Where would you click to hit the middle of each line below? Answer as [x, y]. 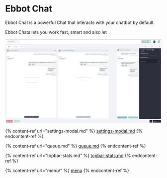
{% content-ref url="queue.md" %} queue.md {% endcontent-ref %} [76, 146]
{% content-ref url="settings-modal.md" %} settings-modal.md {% [74, 131]
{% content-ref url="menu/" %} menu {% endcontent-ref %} [67, 171]
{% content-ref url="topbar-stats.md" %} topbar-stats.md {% [68, 156]
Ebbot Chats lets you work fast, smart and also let [56, 32]
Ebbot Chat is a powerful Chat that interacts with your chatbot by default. [80, 22]
